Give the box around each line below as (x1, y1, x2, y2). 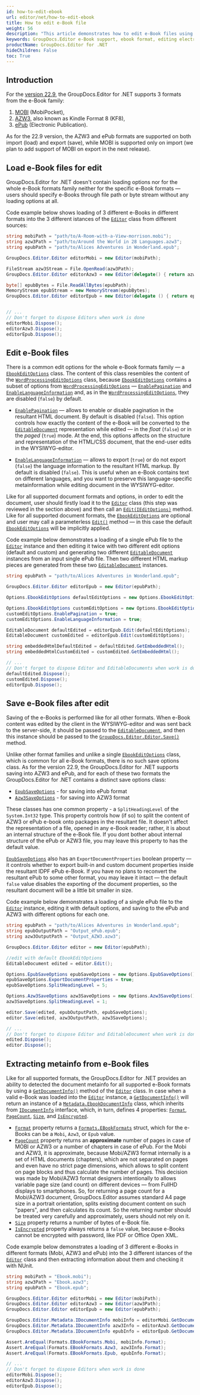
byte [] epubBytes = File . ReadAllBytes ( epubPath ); (6, 282, 132, 288)
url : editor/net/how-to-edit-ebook (6, 14, 95, 20)
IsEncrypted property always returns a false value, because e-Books (14, 1225, 185, 1232)
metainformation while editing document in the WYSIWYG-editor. (14, 482, 174, 489)
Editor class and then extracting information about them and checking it (6, 1256, 183, 1263)
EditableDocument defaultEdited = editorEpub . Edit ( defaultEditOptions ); (6, 627, 190, 633)
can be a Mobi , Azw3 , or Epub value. (32, 1130, 115, 1137)
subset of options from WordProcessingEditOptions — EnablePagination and (6, 382, 192, 390)
